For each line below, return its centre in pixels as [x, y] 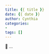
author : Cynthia [21, 19]
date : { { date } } [23, 14]
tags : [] [14, 32]
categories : [17, 23]
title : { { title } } [25, 10]
